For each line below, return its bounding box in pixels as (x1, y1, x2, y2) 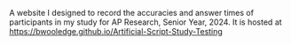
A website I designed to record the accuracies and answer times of (9, 8, 255, 18)
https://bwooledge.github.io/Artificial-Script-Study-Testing (9, 26, 224, 36)
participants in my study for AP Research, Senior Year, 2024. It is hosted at (9, 17, 282, 27)
